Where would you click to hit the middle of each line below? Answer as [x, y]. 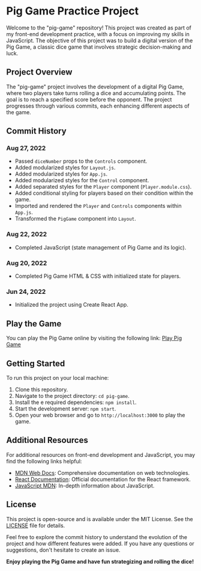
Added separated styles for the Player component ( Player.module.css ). [103, 187]
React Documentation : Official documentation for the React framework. [103, 479]
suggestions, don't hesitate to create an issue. [63, 550]
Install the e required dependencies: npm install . [76, 402]
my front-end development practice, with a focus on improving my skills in [98, 34]
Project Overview [39, 72]
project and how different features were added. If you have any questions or [100, 543]
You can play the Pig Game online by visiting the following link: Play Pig [94, 338]
